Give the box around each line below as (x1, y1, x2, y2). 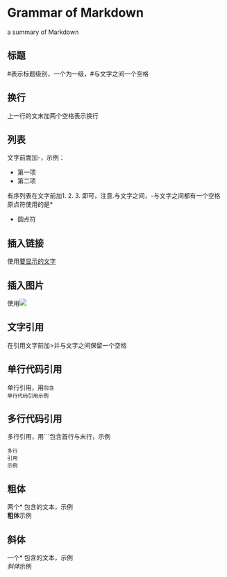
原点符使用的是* (7, 200, 53, 209)
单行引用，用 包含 (7, 383, 54, 392)
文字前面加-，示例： (7, 153, 65, 162)
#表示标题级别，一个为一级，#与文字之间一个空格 (7, 69, 149, 78)
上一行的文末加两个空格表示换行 (7, 111, 99, 119)
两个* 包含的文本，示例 (7, 503, 73, 511)
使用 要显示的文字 (7, 257, 56, 265)
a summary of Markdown (7, 28, 79, 36)
